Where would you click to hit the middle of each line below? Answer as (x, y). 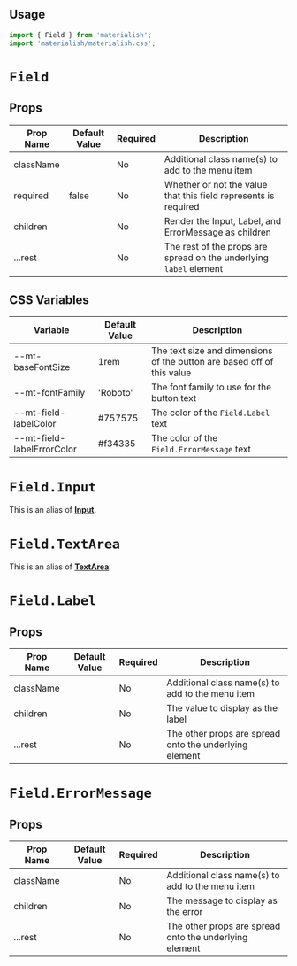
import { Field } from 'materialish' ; (80, 35)
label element (194, 268)
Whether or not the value (216, 184)
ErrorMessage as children (217, 232)
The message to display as (222, 900)
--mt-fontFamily (49, 393)
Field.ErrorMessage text (202, 449)
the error (185, 912)
